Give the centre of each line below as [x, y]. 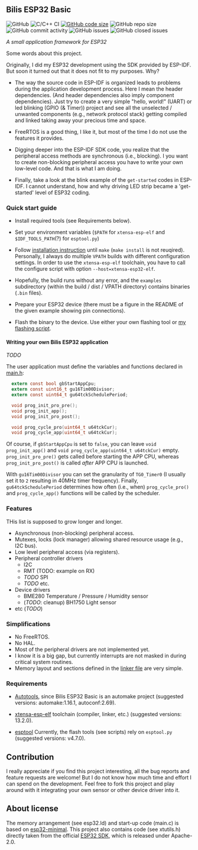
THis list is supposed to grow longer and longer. [64, 521]
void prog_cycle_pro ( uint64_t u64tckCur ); [64, 427]
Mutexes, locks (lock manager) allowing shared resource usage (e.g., [99, 539]
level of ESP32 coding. [63, 193]
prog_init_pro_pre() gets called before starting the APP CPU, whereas [92, 457]
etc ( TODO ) [29, 608]
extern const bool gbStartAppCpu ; [54, 384]
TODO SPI [36, 577]
